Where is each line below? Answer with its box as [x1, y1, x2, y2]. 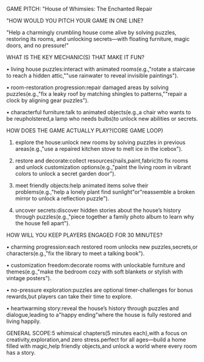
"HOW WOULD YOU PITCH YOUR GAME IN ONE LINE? [6, 17, 144, 24]
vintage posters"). [6, 275, 52, 281]
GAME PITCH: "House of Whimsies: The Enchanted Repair [6, 5, 153, 12]
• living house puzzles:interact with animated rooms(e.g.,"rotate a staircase [6, 65, 195, 73]
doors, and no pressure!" [6, 42, 69, 49]
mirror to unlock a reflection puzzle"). [15, 195, 110, 202]
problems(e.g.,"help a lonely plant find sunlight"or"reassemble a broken [15, 189, 195, 195]
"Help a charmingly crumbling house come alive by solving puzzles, [6, 29, 177, 36]
